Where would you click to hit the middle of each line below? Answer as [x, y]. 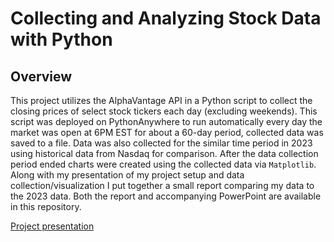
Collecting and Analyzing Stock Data [166, 18]
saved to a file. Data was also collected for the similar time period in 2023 [161, 143]
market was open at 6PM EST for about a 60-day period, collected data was [167, 132]
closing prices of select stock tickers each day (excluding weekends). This [164, 111]
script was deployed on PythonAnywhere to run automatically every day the [166, 121]
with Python [61, 39]
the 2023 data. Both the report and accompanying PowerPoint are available [166, 196]
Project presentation [52, 226]
